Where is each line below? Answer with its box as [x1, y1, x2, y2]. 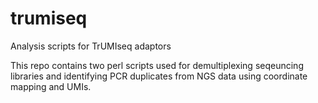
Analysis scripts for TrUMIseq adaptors [10, 40, 172, 52]
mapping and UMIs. [10, 80, 92, 92]
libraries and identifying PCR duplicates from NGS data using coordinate [10, 70, 308, 82]
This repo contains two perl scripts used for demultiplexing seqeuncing [10, 59, 304, 71]
